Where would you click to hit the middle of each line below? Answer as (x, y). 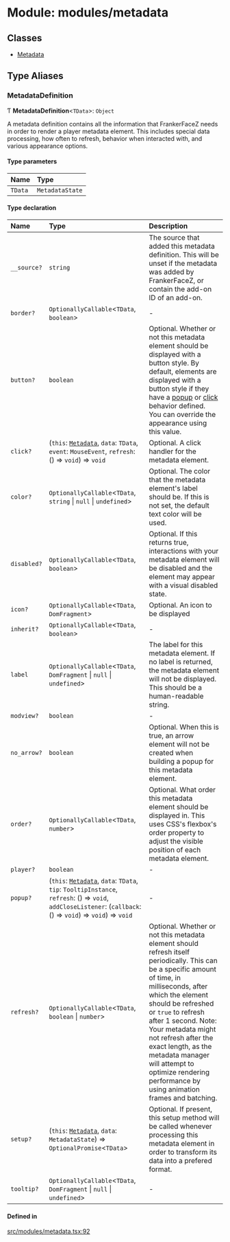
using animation (175, 1089)
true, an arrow (171, 736)
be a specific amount (183, 969)
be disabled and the (181, 568)
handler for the (172, 451)
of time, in (165, 978)
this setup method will (184, 1118)
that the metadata (177, 480)
